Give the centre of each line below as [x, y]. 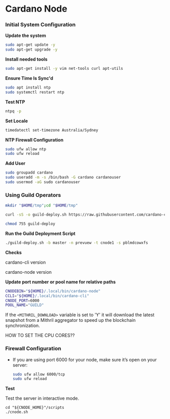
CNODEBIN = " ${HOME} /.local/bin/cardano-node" [53, 291]
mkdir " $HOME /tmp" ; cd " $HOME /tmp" [42, 205]
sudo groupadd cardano [29, 173]
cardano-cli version [26, 262]
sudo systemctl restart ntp [35, 92]
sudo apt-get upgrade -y [31, 50]
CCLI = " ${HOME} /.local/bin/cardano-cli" [47, 296]
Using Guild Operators [33, 195]
